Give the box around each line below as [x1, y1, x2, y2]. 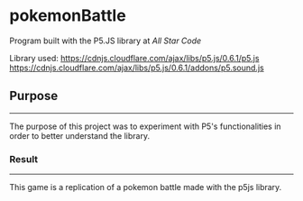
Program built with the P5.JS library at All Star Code [9, 35, 202, 46]
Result [9, 152, 39, 165]
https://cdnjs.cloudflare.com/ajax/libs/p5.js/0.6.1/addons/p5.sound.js [9, 62, 264, 73]
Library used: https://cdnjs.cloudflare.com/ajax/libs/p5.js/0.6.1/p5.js [9, 52, 260, 63]
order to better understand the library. [9, 130, 151, 141]
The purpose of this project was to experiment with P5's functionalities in [9, 121, 281, 132]
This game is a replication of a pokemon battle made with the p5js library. [9, 182, 282, 193]
